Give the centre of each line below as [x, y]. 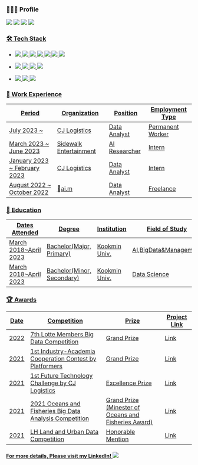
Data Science [151, 274]
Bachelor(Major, [69, 246]
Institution [112, 229]
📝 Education [24, 210]
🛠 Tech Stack [26, 39]
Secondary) [63, 278]
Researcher [125, 151]
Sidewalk [70, 143]
